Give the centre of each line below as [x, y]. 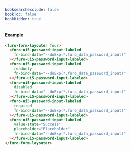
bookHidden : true [23, 19]
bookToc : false [21, 14]
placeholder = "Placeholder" [42, 129]
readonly [23, 69]
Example [14, 35]
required [23, 106]
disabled [23, 87]
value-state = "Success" [38, 125]
